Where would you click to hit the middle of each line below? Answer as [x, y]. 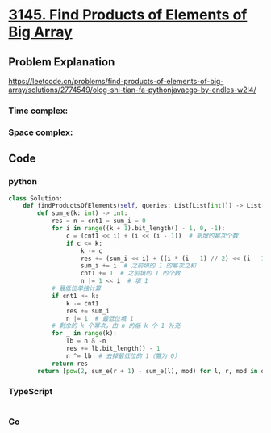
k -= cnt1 [82, 303]
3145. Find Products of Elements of [128, 15]
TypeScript [31, 392]
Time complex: [38, 111]
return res [70, 364]
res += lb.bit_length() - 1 [113, 349]
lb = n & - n [86, 341]
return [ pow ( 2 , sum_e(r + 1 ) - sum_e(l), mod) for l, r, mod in [148, 371]
